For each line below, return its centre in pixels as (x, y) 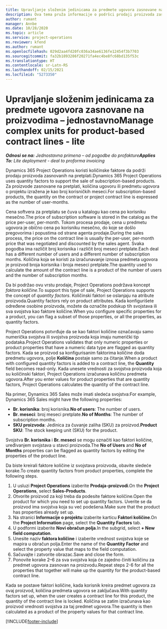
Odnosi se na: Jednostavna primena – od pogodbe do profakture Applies (81, 155)
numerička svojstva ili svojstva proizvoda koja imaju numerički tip (72, 337)
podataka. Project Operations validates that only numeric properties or (77, 342)
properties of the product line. (36, 456)
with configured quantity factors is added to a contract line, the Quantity (80, 363)
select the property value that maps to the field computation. (75, 549)
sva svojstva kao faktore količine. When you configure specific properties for (83, 311)
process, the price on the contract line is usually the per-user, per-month (80, 238)
